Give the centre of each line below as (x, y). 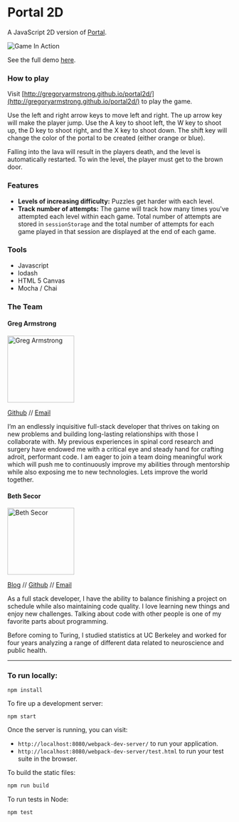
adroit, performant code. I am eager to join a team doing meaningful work (115, 457)
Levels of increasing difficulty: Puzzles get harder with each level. (116, 201)
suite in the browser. (48, 759)
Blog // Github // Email (40, 585)
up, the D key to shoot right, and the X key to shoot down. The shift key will (117, 131)
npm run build (28, 786)
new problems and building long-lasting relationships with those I (103, 434)
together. (21, 479)
